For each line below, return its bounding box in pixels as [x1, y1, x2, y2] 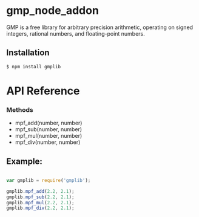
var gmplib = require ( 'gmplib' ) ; [6, 177, 91, 183]
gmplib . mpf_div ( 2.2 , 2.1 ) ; [6, 205, 75, 212]
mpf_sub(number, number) [15, 126, 83, 133]
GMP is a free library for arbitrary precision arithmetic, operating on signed [6, 24, 193, 31]
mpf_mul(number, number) [15, 132, 83, 140]
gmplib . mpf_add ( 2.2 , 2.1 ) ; [6, 188, 75, 194]
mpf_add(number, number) [15, 119, 83, 127]
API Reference [6, 84, 80, 97]
